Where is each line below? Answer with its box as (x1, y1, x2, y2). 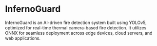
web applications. (5, 35, 40, 41)
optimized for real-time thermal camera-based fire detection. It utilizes (5, 24, 147, 30)
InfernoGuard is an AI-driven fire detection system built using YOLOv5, (5, 20, 147, 25)
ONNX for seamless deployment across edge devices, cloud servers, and (5, 30, 153, 36)
